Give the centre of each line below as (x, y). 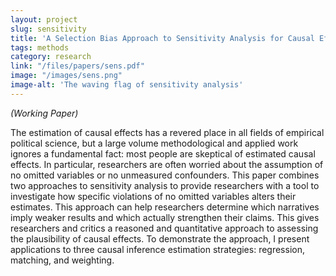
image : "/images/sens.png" (66, 76)
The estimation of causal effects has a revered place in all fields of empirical (167, 132)
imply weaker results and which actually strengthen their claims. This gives (165, 217)
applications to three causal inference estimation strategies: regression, (157, 249)
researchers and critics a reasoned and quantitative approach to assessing (164, 228)
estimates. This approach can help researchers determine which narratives (165, 207)
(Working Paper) (44, 113)
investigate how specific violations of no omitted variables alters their (153, 196)
